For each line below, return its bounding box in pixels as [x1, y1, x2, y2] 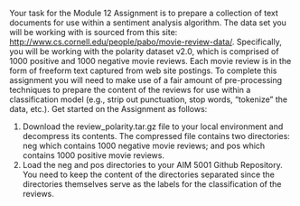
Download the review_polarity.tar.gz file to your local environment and [22, 121, 284, 132]
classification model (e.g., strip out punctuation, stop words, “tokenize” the [9, 94, 287, 105]
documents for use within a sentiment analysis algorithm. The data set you [9, 17, 287, 28]
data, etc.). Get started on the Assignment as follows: [9, 104, 208, 114]
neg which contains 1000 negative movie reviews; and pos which [22, 140, 266, 151]
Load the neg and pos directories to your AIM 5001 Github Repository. [22, 160, 283, 170]
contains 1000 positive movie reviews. [22, 150, 165, 161]
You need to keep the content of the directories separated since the [22, 169, 276, 180]
